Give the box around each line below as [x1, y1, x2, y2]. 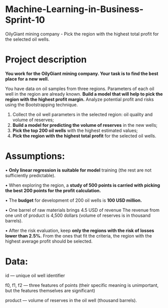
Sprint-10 [5, 14, 45, 26]
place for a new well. [5, 75, 49, 82]
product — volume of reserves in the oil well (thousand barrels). [5, 297, 137, 303]
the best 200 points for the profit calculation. [5, 187, 101, 193]
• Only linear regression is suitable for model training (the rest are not [5, 167, 152, 173]
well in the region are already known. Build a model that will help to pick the [5, 91, 163, 97]
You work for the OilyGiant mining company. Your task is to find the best [5, 70, 158, 76]
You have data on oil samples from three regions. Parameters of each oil [5, 86, 154, 92]
